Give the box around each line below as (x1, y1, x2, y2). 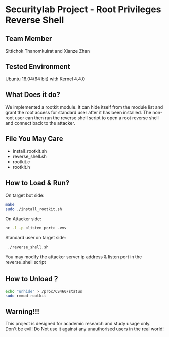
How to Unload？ (5, 275, 60, 283)
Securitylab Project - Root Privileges (5, 4, 161, 15)
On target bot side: (5, 192, 45, 198)
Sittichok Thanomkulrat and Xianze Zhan (5, 48, 90, 54)
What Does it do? (5, 90, 61, 99)
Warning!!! (5, 307, 39, 316)
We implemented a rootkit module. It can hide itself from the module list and (5, 104, 163, 110)
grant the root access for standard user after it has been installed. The (5, 109, 152, 115)
